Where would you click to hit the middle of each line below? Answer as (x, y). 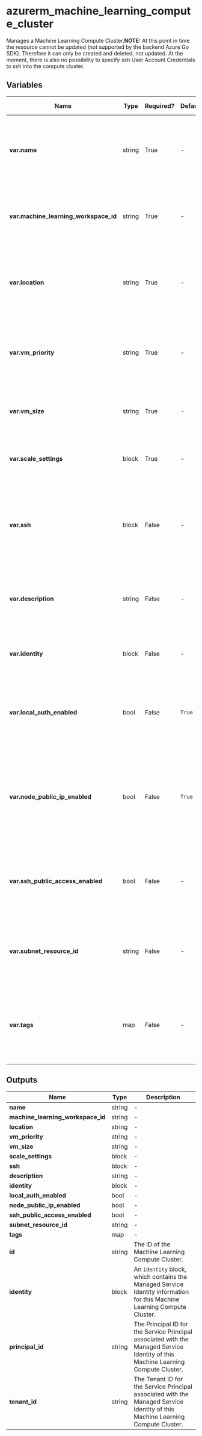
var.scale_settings (36, 458)
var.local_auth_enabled (43, 712)
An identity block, (160, 1269)
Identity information (161, 1291)
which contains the (161, 1276)
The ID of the (152, 1244)
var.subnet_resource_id (44, 951)
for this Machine (157, 1299)
